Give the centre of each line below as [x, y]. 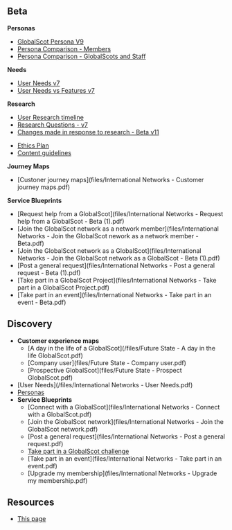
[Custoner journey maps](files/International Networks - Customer [110, 179]
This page [32, 519]
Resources [31, 503]
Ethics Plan [33, 145]
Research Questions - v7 [53, 125]
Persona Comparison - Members [64, 48]
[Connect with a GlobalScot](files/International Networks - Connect [124, 407]
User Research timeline [51, 117]
